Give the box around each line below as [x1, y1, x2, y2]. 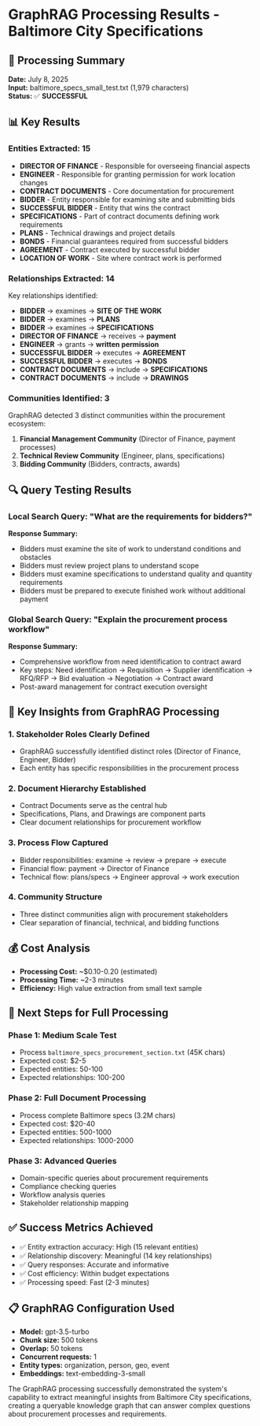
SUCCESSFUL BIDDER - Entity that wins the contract [19, 203, 191, 212]
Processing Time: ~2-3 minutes [19, 975, 124, 985]
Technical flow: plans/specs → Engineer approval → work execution [19, 872, 240, 881]
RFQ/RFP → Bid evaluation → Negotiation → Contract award [19, 674, 214, 683]
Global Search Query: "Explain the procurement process [8, 613, 228, 624]
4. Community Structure [8, 892, 103, 903]
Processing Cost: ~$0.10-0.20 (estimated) [19, 966, 158, 976]
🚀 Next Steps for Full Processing [8, 1007, 169, 1020]
